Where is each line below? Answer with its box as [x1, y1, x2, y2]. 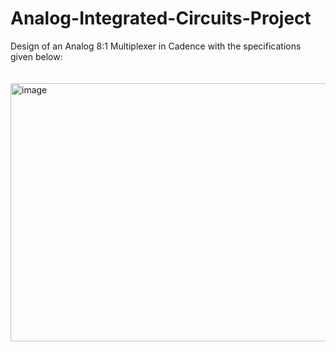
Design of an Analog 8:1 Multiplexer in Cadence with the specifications [10, 40, 302, 52]
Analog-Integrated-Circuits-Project [10, 7, 312, 30]
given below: [10, 50, 63, 62]
